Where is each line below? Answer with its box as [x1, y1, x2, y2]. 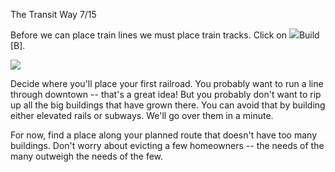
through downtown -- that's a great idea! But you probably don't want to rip [10, 89, 322, 100]
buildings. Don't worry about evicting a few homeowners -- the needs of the [10, 140, 325, 151]
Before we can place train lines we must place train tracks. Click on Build [10, 29, 320, 41]
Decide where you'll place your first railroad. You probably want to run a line [10, 78, 324, 89]
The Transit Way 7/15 [10, 9, 97, 20]
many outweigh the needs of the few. [10, 150, 164, 162]
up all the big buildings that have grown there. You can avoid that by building [10, 99, 326, 111]
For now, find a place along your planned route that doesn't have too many [10, 129, 318, 141]
